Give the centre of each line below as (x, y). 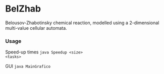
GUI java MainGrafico (28, 66)
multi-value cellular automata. (36, 28)
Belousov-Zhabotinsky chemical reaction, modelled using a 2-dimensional (82, 23)
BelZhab (23, 9)
